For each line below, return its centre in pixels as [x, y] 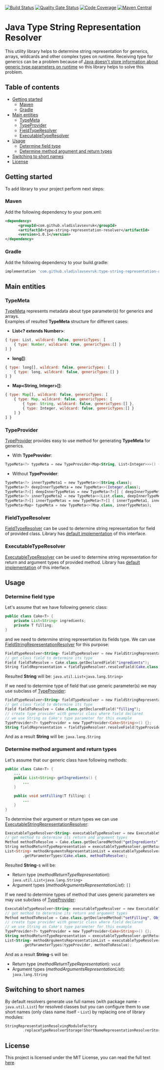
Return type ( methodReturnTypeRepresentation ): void [66, 964]
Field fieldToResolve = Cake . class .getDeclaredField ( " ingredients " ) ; [77, 663]
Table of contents [32, 87]
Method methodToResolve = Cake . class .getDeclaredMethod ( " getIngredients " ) [83, 842]
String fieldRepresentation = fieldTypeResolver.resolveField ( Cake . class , [83, 667]
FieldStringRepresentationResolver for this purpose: [57, 644]
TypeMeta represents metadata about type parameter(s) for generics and [79, 311]
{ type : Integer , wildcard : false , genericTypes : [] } [78, 408]
